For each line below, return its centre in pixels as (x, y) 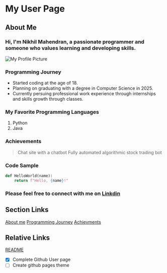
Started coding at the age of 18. (45, 83)
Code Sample (22, 165)
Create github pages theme (41, 265)
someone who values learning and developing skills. (70, 48)
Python (20, 123)
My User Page (35, 9)
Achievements (23, 142)
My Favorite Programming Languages (52, 112)
